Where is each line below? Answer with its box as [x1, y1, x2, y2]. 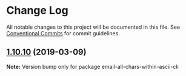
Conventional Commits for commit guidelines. [6, 29, 120, 37]
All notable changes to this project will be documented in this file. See [6, 23, 181, 31]
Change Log [6, 4, 68, 17]
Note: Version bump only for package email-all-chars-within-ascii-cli [6, 63, 179, 70]
